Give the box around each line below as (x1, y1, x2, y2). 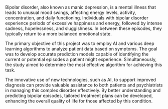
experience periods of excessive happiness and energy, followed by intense (5, 20, 162, 26)
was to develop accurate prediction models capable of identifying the (5, 51, 149, 57)
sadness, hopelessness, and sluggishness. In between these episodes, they (5, 25, 162, 31)
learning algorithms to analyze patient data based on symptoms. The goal (5, 46, 157, 51)
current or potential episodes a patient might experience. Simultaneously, (5, 56, 157, 62)
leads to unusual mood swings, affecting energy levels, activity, (5, 9, 136, 15)
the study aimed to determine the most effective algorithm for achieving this (5, 62, 162, 67)
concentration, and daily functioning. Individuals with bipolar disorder (5, 15, 149, 20)
